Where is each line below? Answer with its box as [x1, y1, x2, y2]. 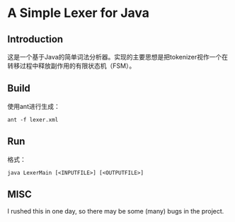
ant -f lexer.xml [7, 116, 59, 123]
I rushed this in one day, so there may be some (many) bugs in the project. [7, 207, 224, 216]
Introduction [7, 33, 64, 45]
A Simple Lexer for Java [7, 5, 150, 21]
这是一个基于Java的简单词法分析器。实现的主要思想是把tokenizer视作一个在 [7, 53, 229, 61]
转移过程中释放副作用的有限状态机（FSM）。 [7, 62, 136, 70]
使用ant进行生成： [7, 102, 60, 110]
